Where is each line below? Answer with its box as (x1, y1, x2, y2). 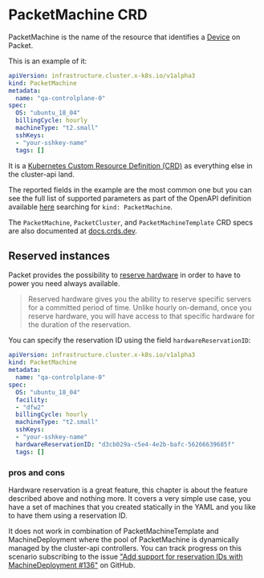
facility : (15, 395, 48, 404)
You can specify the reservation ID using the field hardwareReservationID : (8, 335, 251, 346)
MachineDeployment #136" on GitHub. (8, 560, 136, 570)
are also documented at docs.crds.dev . (8, 226, 138, 236)
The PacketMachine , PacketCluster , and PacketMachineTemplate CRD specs (8, 217, 254, 227)
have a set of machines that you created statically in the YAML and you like (8, 502, 257, 511)
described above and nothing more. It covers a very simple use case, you (8, 493, 251, 503)
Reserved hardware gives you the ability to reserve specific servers (27, 294, 251, 304)
